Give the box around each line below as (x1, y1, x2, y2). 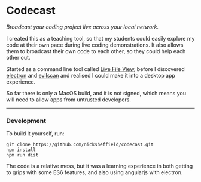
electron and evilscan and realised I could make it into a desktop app (6, 72, 175, 79)
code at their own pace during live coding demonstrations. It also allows (6, 41, 184, 48)
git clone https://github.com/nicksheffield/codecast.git (6, 141, 154, 148)
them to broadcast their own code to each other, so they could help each (6, 47, 186, 54)
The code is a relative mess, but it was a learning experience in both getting (6, 162, 193, 170)
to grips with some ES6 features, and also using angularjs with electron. (6, 169, 183, 176)
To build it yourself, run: (6, 130, 65, 137)
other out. (6, 54, 31, 61)
